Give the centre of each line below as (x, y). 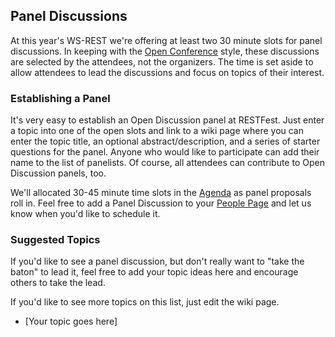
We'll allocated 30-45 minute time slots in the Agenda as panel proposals (161, 193)
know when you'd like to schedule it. (85, 214)
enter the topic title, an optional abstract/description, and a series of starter (165, 141)
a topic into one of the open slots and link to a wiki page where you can (157, 131)
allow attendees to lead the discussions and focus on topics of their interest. (167, 72)
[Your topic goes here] (71, 321)
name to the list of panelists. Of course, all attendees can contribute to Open (167, 163)
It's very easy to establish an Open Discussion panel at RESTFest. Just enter (167, 120)
